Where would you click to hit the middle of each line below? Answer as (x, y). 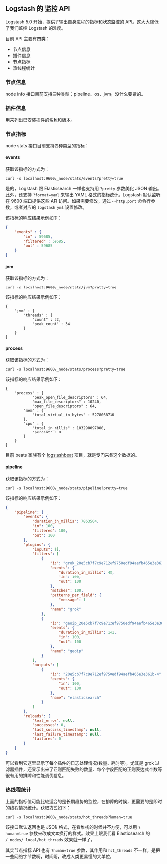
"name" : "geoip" (67, 651)
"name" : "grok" (65, 609)
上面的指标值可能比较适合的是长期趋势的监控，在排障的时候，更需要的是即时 (84, 802)
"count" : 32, (47, 320)
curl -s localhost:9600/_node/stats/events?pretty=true (64, 178)
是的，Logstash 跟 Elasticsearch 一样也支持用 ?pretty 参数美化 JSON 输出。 (83, 188)
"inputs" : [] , (47, 549)
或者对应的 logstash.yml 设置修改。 (51, 207)
